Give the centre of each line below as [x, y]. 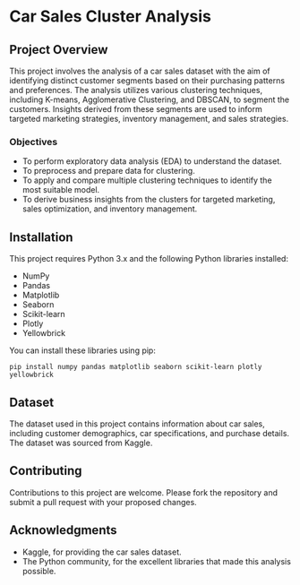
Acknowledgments [64, 530]
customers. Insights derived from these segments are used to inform [136, 109]
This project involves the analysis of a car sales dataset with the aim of [140, 71]
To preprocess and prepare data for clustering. [108, 171]
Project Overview [59, 50]
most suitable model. [61, 190]
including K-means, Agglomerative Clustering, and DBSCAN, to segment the [150, 99]
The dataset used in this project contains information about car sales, [137, 424]
